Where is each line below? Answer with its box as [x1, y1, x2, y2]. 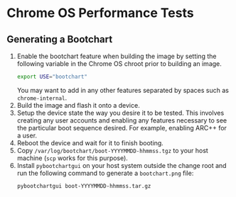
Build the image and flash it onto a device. [16, 101, 140, 109]
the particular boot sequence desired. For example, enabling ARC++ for [16, 123, 227, 132]
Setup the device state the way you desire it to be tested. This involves [16, 108, 225, 117]
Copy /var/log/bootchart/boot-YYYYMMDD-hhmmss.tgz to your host [16, 146, 209, 154]
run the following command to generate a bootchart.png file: [16, 169, 194, 177]
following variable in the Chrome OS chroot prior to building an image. [16, 60, 222, 68]
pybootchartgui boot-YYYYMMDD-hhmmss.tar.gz [16, 182, 151, 189]
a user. [16, 131, 37, 140]
